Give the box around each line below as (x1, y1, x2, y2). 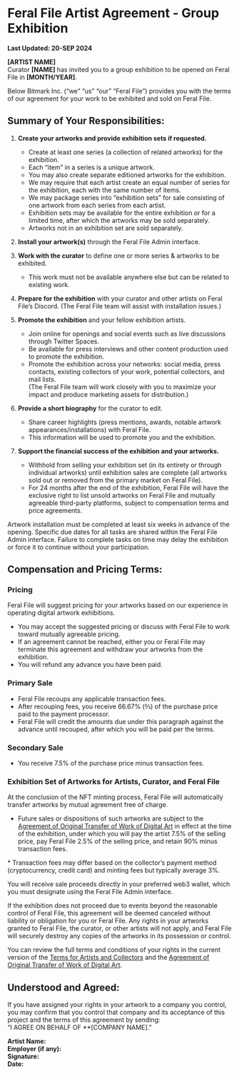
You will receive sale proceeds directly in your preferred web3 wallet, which (7, 880, 230, 888)
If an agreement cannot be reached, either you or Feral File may (17, 638, 205, 646)
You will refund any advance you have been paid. (17, 661, 163, 669)
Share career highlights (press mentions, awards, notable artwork (28, 418, 221, 426)
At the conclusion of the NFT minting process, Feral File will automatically (7, 793, 223, 801)
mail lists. (28, 375, 56, 383)
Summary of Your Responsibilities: (7, 115, 166, 127)
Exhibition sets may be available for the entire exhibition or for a (28, 209, 216, 217)
